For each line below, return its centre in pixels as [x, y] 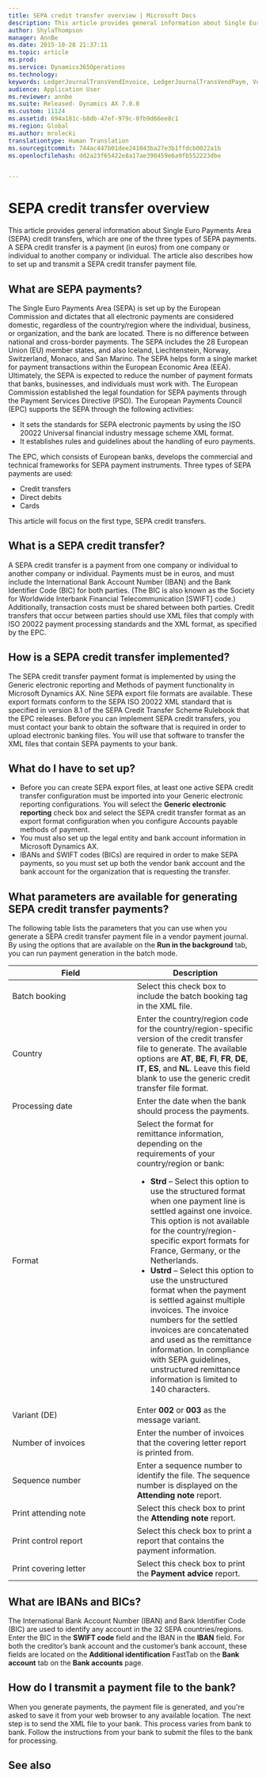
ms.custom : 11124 [37, 112]
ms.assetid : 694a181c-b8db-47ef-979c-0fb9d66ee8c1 [93, 119]
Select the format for [175, 1124]
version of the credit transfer [190, 1039]
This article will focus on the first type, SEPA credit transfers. [107, 521]
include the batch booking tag [192, 997]
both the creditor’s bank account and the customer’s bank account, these [128, 1646]
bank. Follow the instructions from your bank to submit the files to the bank [131, 1732]
